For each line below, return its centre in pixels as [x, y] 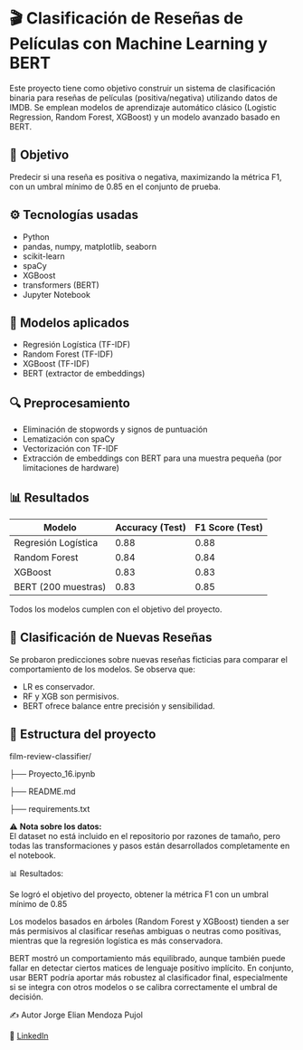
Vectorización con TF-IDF [71, 449]
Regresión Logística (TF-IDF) [76, 345]
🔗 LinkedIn [29, 1036]
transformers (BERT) [61, 285]
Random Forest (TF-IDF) [68, 354]
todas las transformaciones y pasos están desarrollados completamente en [150, 845]
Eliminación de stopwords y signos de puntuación [115, 430]
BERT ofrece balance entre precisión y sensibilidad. [118, 706]
